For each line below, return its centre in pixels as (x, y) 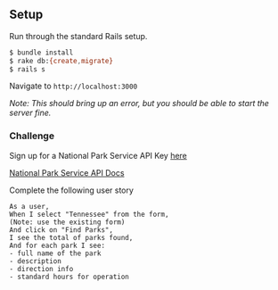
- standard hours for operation (69, 277)
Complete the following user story (71, 190)
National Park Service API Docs (67, 172)
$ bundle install (41, 53)
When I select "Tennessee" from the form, (89, 214)
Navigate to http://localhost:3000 (74, 86)
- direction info (41, 269)
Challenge (32, 136)
